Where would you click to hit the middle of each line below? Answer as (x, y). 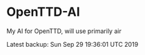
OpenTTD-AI (43, 12)
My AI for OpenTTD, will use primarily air (64, 31)
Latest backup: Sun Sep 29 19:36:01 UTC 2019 (72, 44)
